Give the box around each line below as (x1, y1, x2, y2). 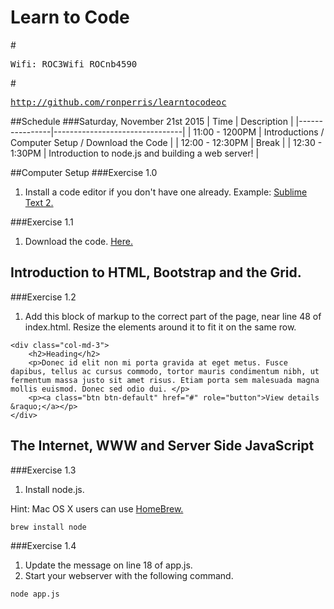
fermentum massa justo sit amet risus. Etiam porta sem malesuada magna (10, 375, 320, 385)
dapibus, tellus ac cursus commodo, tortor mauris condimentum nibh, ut (10, 366, 320, 376)
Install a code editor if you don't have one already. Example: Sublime (24, 186, 308, 198)
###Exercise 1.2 (10, 291, 77, 303)
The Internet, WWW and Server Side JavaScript (10, 437, 315, 455)
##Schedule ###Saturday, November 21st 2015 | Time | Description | (10, 115, 294, 127)
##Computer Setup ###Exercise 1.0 (10, 166, 158, 178)
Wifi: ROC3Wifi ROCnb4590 (10, 58, 138, 70)
